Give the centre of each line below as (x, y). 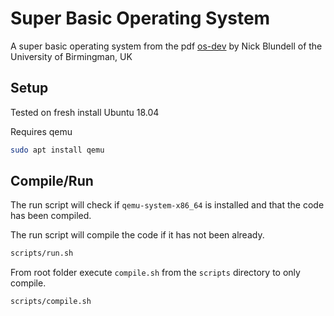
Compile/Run (52, 181)
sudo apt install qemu (57, 150)
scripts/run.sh (42, 253)
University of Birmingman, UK (71, 56)
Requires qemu (41, 131)
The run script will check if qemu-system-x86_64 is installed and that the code (167, 205)
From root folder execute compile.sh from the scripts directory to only (155, 273)
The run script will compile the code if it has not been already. (137, 235)
